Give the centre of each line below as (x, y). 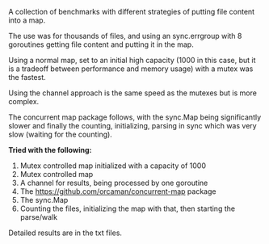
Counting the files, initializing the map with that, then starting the (128, 208)
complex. (24, 101)
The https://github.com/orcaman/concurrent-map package (118, 191)
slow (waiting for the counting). (61, 134)
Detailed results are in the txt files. (65, 233)
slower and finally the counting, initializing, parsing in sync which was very (132, 126)
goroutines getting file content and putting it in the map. (101, 44)
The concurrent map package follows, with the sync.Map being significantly (135, 117)
